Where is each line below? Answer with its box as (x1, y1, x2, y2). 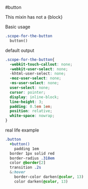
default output (5, 47, 34, 53)
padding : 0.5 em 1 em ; (9, 104, 52, 109)
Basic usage (5, 24, 31, 30)
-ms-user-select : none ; (9, 81, 59, 86)
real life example (5, 127, 39, 133)
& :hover (9, 170, 26, 175)
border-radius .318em (9, 156, 55, 161)
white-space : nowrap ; (9, 113, 55, 118)
